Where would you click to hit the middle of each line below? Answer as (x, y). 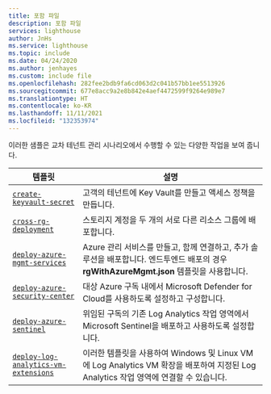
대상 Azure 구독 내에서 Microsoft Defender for (167, 286)
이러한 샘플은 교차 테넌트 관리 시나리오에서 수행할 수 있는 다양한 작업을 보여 (127, 145)
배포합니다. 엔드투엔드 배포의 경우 (167, 259)
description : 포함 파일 (45, 23)
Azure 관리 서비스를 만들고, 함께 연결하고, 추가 (166, 247)
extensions (33, 373)
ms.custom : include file (50, 76)
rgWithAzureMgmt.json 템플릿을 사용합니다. (165, 271)
